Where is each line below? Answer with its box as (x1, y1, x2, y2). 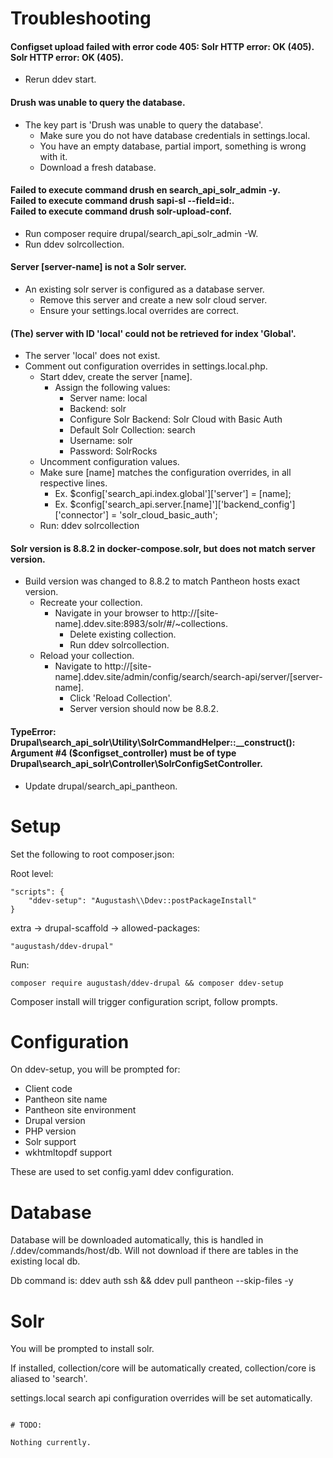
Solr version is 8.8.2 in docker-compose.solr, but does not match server (10, 542, 316, 554)
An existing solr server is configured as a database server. (24, 283, 265, 295)
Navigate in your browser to (54, 607, 170, 619)
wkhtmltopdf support (24, 1147, 113, 1159)
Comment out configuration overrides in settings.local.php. (24, 360, 268, 372)
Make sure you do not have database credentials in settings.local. (39, 129, 311, 141)
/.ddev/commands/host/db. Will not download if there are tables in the (10, 1245, 299, 1257)
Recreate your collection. (39, 597, 143, 609)
